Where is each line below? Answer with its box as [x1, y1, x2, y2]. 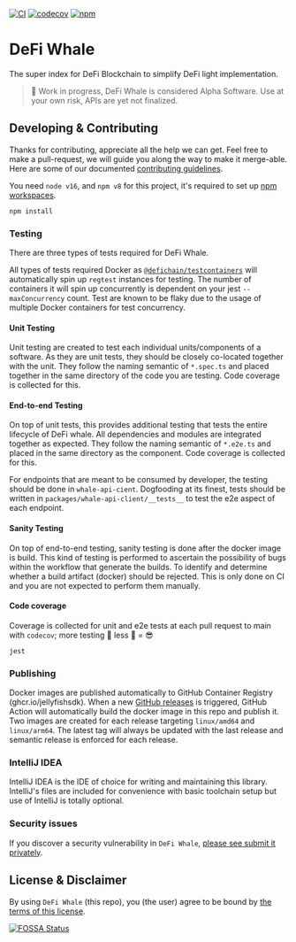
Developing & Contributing [9, 120, 159, 136]
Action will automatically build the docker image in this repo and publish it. [9, 706, 280, 717]
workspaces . [9, 189, 57, 200]
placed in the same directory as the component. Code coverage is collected [9, 448, 285, 459]
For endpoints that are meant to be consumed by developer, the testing [9, 475, 268, 485]
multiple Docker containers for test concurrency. [9, 302, 186, 313]
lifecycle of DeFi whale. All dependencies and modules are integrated [9, 429, 262, 440]
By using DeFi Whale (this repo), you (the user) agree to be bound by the [9, 896, 272, 907]
